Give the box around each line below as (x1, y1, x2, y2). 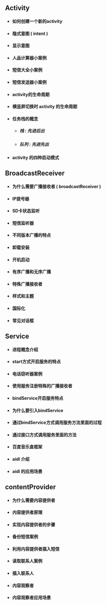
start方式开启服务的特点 (12, 359, 61, 365)
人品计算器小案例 (12, 55, 47, 61)
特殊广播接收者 (12, 281, 43, 287)
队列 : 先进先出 (19, 141, 49, 147)
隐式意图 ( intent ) (12, 31, 48, 36)
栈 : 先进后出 (19, 128, 45, 134)
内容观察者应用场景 (12, 595, 51, 601)
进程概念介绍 (12, 347, 38, 352)
